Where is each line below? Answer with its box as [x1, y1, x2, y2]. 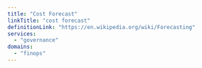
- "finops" [14, 50, 46, 57]
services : [7, 30, 37, 38]
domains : [7, 43, 33, 50]
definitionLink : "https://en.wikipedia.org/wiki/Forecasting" [7, 23, 196, 30]
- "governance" [14, 37, 59, 44]
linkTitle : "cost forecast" [7, 17, 91, 24]
